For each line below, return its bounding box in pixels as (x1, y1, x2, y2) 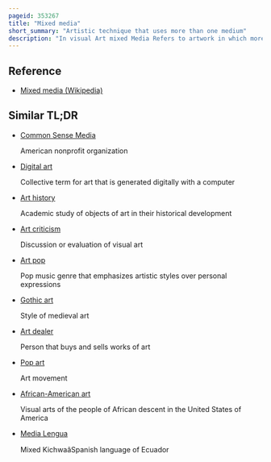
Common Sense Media (19, 130, 97, 139)
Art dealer (19, 326, 54, 335)
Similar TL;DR (8, 109, 78, 123)
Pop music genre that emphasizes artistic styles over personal (19, 271, 227, 281)
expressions (19, 279, 61, 289)
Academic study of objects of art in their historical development (19, 208, 232, 218)
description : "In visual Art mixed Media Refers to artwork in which (8, 34, 248, 43)
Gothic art (19, 295, 54, 305)
